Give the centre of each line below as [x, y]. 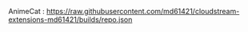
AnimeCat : [27, 11]
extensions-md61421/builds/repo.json [70, 20]
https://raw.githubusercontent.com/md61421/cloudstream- [143, 11]
